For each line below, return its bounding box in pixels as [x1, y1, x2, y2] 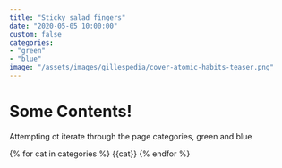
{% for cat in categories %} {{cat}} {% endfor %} [9, 148, 191, 159]
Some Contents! [9, 102, 132, 122]
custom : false [9, 29, 63, 38]
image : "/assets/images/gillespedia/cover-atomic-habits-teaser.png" [9, 63, 275, 72]
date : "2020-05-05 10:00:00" [9, 21, 118, 30]
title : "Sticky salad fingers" [9, 13, 126, 22]
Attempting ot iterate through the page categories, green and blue [9, 130, 252, 141]
